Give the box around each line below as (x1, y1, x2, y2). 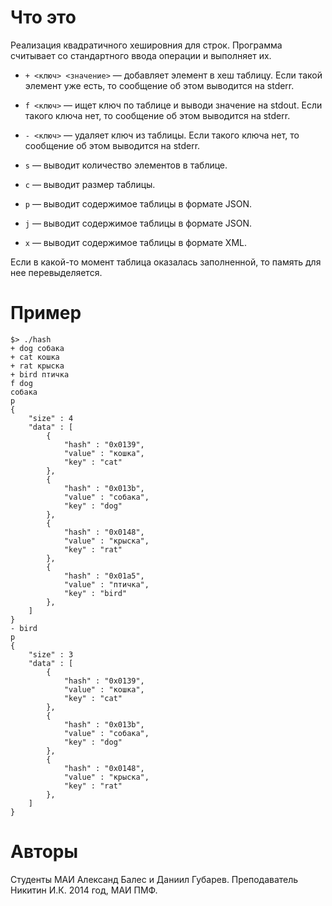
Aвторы (10, 841, 79, 863)
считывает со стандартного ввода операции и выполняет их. (10, 49, 272, 61)
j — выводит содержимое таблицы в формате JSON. (24, 217, 253, 229)
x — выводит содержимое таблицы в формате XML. (24, 236, 248, 248)
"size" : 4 (28, 413, 74, 423)
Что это (10, 6, 77, 29)
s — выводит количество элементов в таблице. (24, 159, 228, 171)
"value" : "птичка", (63, 579, 150, 590)
